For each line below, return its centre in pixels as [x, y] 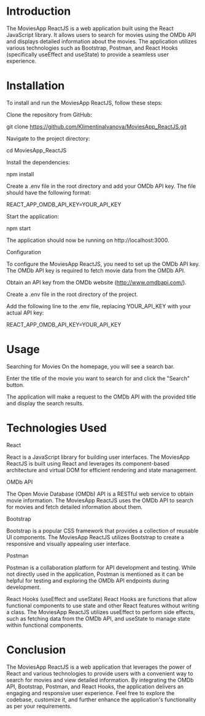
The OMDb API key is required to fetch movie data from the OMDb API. [96, 270]
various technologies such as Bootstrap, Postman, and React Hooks [92, 48]
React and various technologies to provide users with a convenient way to [100, 673]
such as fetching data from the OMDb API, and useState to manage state [98, 618]
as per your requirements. [39, 706]
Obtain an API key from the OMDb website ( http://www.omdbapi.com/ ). [97, 282]
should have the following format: [48, 192]
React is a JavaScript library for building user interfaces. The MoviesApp [98, 457]
